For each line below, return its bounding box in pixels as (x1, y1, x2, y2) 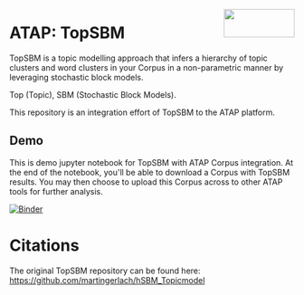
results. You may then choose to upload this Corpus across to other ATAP (9, 176, 283, 187)
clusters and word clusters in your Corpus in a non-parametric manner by (9, 62, 284, 72)
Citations (9, 235, 80, 255)
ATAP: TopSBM (9, 23, 125, 43)
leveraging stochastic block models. (9, 71, 144, 82)
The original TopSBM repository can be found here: (9, 265, 201, 276)
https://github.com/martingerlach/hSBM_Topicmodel (9, 274, 205, 285)
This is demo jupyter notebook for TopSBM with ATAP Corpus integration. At (9, 157, 294, 167)
